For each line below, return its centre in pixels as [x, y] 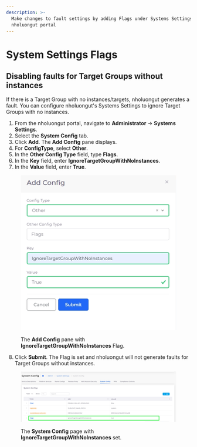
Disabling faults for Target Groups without [84, 76]
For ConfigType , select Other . [51, 148]
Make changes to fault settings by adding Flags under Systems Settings [102, 19]
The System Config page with [57, 431]
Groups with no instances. [38, 112]
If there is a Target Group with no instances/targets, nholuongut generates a [98, 99]
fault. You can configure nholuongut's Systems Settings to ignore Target [93, 106]
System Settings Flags [62, 54]
